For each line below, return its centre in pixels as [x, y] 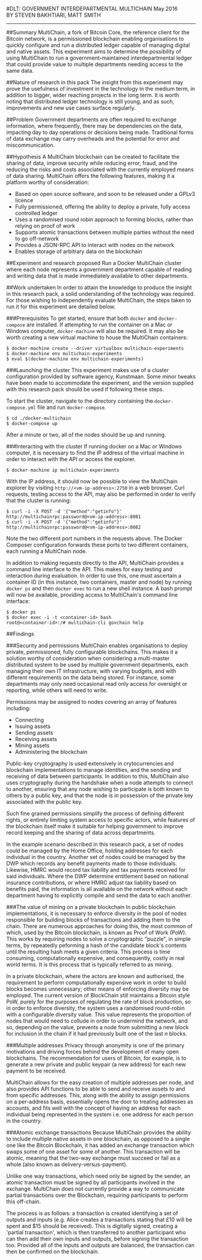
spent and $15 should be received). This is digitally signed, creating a [92, 1226]
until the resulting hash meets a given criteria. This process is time [88, 952]
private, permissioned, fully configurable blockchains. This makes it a [92, 652]
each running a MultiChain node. [47, 551]
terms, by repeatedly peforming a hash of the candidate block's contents [97, 945]
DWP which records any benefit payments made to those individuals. [92, 863]
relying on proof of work [45, 226]
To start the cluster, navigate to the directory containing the [80, 401]
